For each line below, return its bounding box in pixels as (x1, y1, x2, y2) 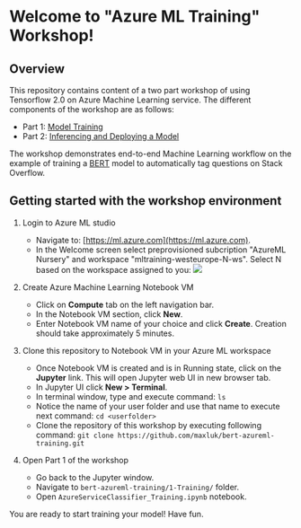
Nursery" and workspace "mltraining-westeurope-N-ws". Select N (35, 253, 282, 264)
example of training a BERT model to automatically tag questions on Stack (9, 158, 283, 168)
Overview (9, 61, 66, 76)
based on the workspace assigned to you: (35, 264, 191, 275)
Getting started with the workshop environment (9, 193, 282, 208)
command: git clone (35, 429, 114, 440)
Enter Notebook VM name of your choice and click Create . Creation (35, 318, 288, 329)
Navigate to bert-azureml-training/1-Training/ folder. (35, 481, 240, 492)
